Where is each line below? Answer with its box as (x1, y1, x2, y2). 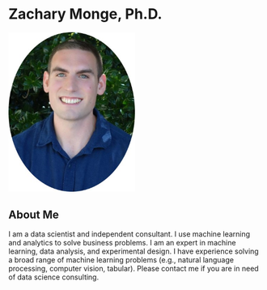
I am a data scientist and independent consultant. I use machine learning (8, 229, 251, 239)
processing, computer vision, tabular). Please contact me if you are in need (8, 264, 259, 274)
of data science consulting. (8, 272, 100, 282)
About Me (8, 207, 59, 221)
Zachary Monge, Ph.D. (8, 5, 163, 23)
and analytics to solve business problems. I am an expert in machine (8, 238, 236, 248)
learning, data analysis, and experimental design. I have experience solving (8, 246, 259, 256)
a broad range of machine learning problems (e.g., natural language (8, 255, 235, 265)
